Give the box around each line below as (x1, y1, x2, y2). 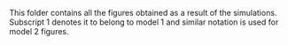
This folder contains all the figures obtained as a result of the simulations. (9, 8, 277, 18)
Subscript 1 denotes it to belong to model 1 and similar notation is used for (9, 17, 279, 27)
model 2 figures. (9, 26, 69, 36)
